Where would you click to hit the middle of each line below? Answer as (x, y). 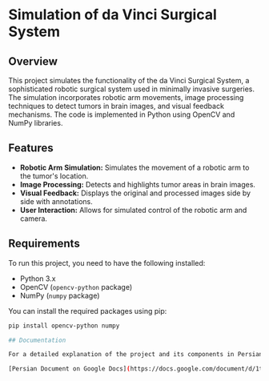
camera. (34, 219)
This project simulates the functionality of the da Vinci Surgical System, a (129, 80)
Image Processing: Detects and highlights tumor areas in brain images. (138, 184)
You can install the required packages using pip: (88, 311)
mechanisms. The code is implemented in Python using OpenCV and (122, 114)
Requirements (44, 244)
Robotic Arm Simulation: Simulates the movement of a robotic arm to (134, 167)
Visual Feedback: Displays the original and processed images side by (135, 193)
